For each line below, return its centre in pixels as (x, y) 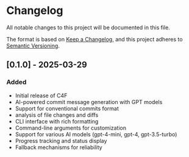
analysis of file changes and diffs (57, 115)
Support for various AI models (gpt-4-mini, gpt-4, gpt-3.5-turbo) (96, 134)
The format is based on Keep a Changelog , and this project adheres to (94, 39)
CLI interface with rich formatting (57, 121)
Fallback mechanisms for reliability (59, 147)
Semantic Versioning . (33, 46)
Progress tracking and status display (61, 141)
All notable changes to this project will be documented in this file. (88, 27)
